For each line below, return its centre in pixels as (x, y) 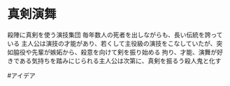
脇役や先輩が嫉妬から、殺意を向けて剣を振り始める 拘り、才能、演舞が (115, 52)
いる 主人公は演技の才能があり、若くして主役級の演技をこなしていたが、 (112, 43)
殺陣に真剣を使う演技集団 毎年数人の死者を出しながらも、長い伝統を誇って (115, 35)
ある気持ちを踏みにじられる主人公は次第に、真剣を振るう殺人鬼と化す (120, 60)
